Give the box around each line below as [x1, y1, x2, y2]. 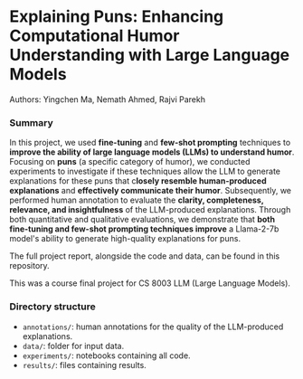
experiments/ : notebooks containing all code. [22, 350, 192, 361]
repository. [9, 261, 50, 271]
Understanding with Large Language [9, 45, 290, 65]
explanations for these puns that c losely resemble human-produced [9, 175, 267, 186]
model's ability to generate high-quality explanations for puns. [9, 233, 241, 244]
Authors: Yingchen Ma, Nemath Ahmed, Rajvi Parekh [9, 93, 206, 105]
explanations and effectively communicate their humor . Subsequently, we [9, 185, 292, 196]
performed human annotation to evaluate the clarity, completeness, [9, 194, 264, 205]
